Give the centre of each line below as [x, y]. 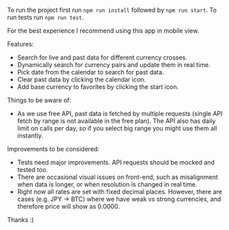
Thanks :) [21, 220]
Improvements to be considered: [53, 149]
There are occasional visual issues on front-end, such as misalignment [118, 177]
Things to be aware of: [39, 100]
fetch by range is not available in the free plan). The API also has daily [116, 121]
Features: [21, 44]
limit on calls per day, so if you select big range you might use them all [117, 128]
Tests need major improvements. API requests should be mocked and [116, 162]
